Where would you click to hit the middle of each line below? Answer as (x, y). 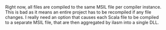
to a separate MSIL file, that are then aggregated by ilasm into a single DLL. (82, 22)
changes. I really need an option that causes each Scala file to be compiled (82, 17)
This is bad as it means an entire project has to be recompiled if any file (78, 12)
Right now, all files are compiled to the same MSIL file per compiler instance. (83, 7)
